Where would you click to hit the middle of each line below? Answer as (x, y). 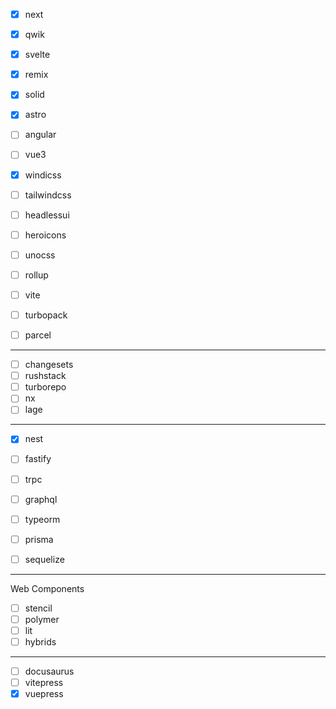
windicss (43, 175)
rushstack (45, 376)
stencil (38, 608)
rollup (36, 275)
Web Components (47, 588)
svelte (37, 55)
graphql (41, 499)
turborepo (45, 387)
